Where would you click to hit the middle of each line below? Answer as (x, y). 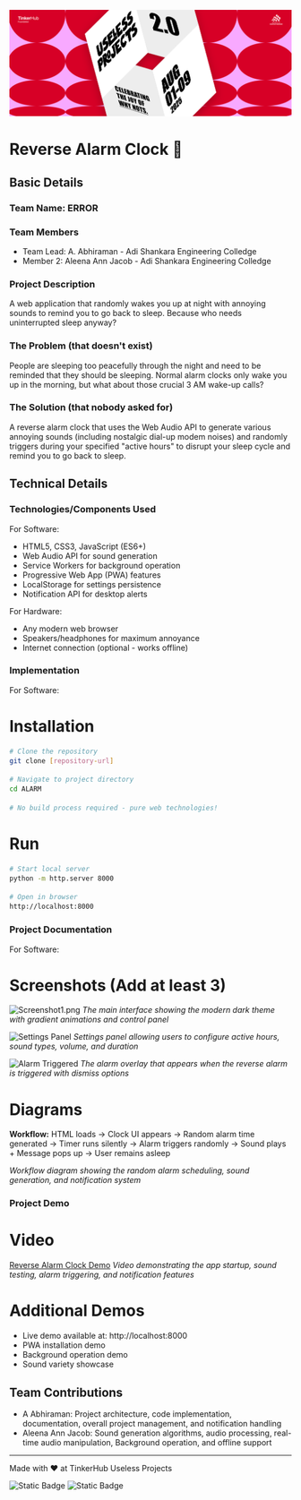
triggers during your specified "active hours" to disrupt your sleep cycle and (150, 446)
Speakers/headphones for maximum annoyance (111, 638)
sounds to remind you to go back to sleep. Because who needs (125, 313)
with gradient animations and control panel (89, 1020)
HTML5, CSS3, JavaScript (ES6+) (84, 546)
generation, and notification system (75, 1180)
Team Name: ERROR (54, 208)
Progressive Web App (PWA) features (91, 575)
